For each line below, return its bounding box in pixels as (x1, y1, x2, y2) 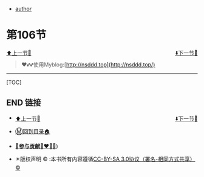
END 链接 (6, 98, 41, 108)
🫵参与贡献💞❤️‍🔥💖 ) (15, 143, 58, 150)
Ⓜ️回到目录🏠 (15, 128, 50, 135)
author (15, 5, 32, 12)
